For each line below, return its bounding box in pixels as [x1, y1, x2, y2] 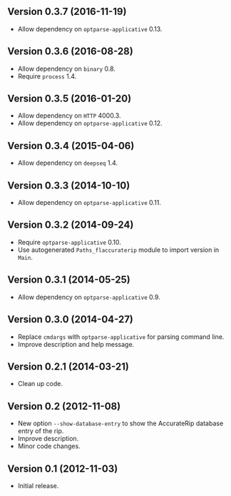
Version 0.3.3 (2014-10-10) [7, 179, 130, 191]
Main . [17, 253, 34, 261]
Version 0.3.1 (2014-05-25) [7, 274, 130, 286]
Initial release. [17, 481, 59, 490]
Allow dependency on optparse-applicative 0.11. [17, 198, 162, 207]
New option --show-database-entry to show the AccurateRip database [17, 419, 224, 427]
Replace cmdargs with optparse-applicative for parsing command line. [17, 332, 225, 341]
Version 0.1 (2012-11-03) [7, 462, 118, 475]
